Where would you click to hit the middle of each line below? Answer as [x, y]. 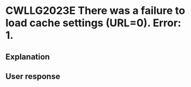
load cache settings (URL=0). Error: [93, 23]
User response [33, 76]
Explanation [28, 57]
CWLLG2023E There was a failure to [95, 11]
